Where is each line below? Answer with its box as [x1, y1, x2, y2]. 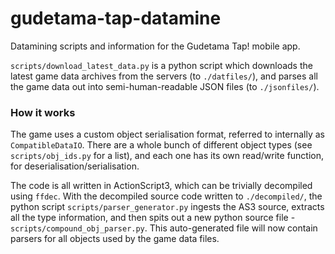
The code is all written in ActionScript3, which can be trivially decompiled [10, 180, 313, 192]
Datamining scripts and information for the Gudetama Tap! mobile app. [10, 40, 301, 52]
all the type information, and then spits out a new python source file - [10, 212, 296, 224]
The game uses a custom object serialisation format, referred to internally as [10, 128, 325, 141]
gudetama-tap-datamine [10, 7, 222, 30]
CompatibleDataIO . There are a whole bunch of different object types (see [10, 139, 313, 151]
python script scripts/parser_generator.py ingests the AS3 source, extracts [10, 201, 325, 213]
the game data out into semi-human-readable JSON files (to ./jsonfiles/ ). [10, 80, 320, 92]
